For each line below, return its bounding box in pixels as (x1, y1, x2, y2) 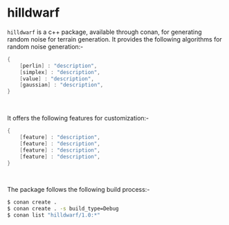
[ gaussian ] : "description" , (19, 82, 104, 89)
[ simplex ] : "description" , (19, 69, 100, 75)
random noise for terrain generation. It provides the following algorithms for (7, 35, 223, 43)
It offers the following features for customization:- (7, 114, 149, 123)
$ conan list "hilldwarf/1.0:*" (7, 212, 100, 219)
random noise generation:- (7, 42, 84, 51)
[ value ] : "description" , (19, 75, 95, 82)
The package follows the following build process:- (7, 186, 150, 194)
